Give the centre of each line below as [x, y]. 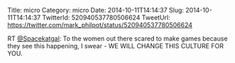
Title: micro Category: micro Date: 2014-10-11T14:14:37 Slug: [96, 10]
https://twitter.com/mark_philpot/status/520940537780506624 [100, 25]
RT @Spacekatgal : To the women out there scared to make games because [118, 38]
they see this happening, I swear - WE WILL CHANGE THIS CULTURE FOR [115, 46]
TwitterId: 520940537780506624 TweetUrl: [106, 17]
